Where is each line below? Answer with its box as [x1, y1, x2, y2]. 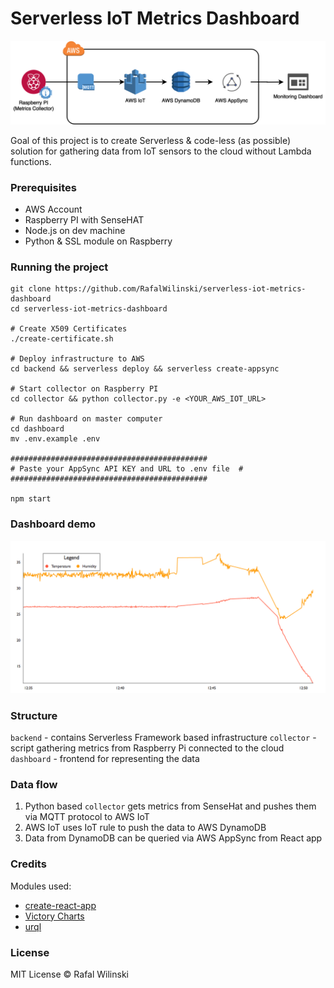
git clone [10, 284, 52, 294]
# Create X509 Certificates [10, 324, 128, 334]
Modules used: [10, 880, 72, 892]
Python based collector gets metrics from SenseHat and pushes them [24, 800, 317, 812]
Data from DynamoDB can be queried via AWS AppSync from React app [24, 832, 323, 844]
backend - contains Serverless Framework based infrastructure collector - [10, 732, 317, 744]
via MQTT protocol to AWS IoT [24, 811, 150, 823]
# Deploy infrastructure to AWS [10, 354, 145, 364]
